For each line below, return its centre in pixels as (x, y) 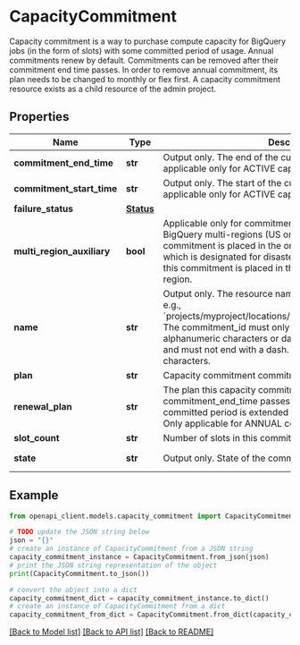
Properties (39, 117)
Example (34, 495)
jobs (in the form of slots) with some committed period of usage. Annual (142, 50)
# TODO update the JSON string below (79, 532)
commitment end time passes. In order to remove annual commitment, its (144, 70)
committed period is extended (226, 412)
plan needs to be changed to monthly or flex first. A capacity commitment (145, 79)
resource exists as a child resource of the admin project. (113, 89)
